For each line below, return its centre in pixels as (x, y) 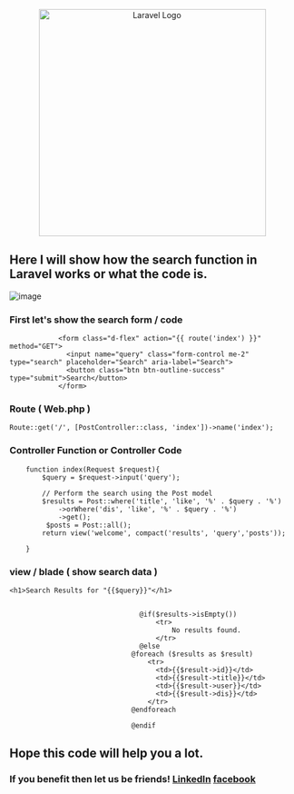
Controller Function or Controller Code (96, 451)
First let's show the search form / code (96, 320)
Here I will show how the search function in (133, 260)
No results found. (207, 630)
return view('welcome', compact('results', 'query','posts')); (164, 533)
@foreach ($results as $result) (192, 654)
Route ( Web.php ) (50, 409)
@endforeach (154, 710)
